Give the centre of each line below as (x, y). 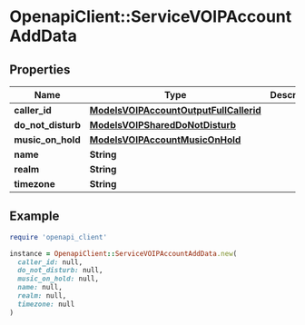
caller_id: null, (50, 262)
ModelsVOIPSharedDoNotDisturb (163, 125)
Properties (40, 69)
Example (34, 217)
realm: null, (42, 296)
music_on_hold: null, (59, 279)
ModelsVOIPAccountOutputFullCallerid (175, 110)
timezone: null (46, 304)
